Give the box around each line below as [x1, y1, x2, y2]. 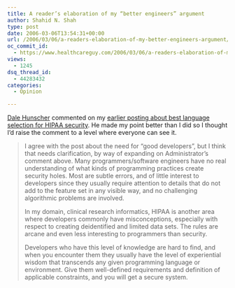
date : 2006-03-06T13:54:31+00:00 [7, 29, 105, 37]
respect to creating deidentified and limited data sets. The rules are [24, 222, 219, 231]
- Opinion [13, 88, 42, 95]
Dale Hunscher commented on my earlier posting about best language [7, 113, 210, 122]
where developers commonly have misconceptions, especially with [24, 215, 218, 224]
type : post [7, 23, 39, 30]
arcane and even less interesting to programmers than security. [24, 230, 208, 238]
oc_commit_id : [7, 43, 49, 50]
